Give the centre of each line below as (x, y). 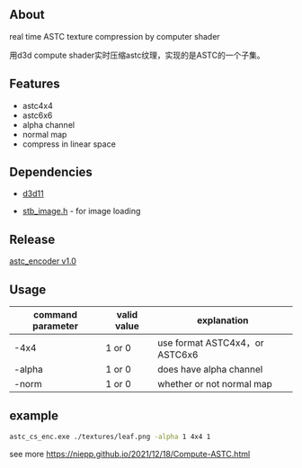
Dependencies (51, 172)
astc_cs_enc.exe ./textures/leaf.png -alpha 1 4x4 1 (110, 436)
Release (32, 239)
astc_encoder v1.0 (43, 261)
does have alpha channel (210, 370)
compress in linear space (69, 144)
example (34, 416)
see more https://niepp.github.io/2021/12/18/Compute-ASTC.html (130, 454)
